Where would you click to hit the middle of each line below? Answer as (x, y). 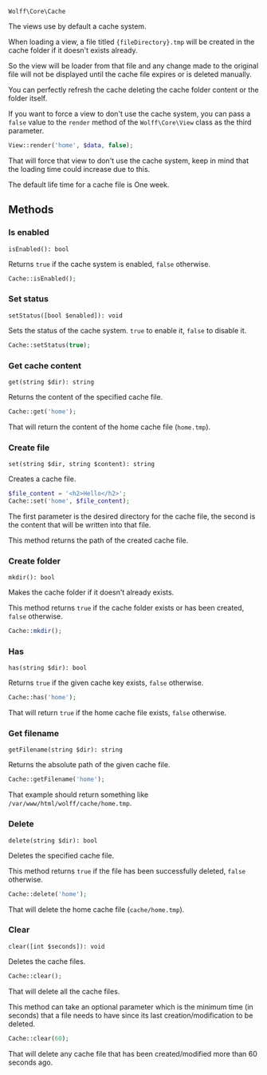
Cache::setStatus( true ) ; (49, 345)
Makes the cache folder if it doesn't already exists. (91, 592)
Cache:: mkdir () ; (35, 631)
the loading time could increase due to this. (79, 169)
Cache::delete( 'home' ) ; (48, 894)
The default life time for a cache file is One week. (89, 185)
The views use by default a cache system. (77, 26)
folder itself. (28, 98)
